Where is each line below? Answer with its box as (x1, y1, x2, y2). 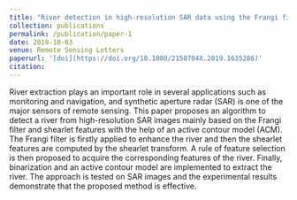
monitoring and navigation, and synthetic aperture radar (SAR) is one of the (9, 96, 284, 106)
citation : (9, 63, 46, 72)
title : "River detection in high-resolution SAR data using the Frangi (9, 12, 278, 22)
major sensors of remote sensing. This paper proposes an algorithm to (9, 105, 267, 116)
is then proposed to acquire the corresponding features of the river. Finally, (9, 152, 283, 163)
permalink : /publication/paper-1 (9, 29, 133, 38)
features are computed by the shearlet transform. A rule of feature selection (9, 142, 286, 153)
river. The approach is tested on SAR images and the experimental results (9, 171, 278, 181)
